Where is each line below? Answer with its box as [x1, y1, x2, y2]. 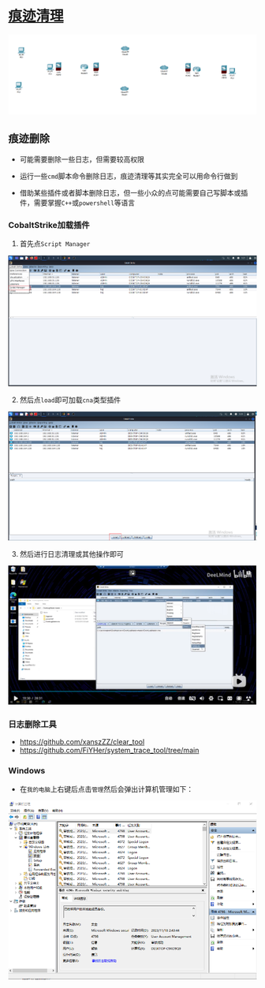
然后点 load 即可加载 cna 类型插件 [19, 395, 121, 405]
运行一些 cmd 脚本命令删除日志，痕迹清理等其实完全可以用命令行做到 [19, 171, 238, 181]
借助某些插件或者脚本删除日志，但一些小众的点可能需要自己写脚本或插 [19, 188, 248, 197]
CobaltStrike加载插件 [8, 219, 90, 230]
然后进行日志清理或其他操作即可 [19, 550, 124, 559]
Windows [8, 766, 46, 777]
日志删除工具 [8, 719, 58, 729]
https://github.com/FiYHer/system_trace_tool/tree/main [19, 746, 200, 755]
